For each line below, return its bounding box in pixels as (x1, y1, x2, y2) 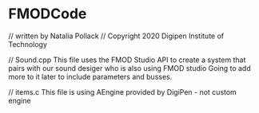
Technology (8, 39, 48, 49)
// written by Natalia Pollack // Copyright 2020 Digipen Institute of (8, 31, 225, 41)
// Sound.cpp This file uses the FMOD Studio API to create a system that (8, 55, 246, 64)
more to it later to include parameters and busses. (8, 72, 173, 81)
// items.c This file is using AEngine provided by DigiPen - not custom (8, 87, 237, 96)
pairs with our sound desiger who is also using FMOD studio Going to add (8, 63, 252, 72)
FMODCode (8, 5, 87, 23)
